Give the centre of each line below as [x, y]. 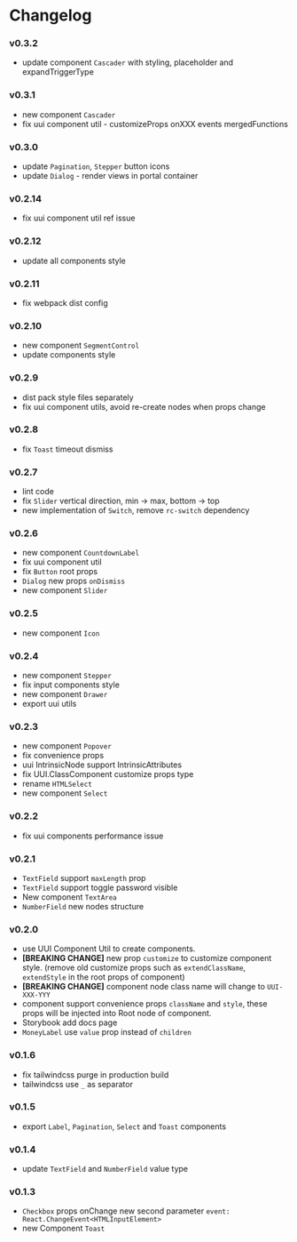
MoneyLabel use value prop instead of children [107, 1032]
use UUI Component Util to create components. [109, 949]
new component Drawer [65, 694]
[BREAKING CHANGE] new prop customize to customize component [147, 958]
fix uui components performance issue [93, 836]
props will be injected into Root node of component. [117, 1014]
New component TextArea [69, 897]
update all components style [74, 260]
